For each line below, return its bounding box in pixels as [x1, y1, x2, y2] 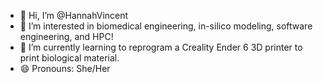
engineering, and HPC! [19, 31, 114, 42]
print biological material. [19, 52, 120, 64]
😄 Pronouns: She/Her [19, 63, 111, 74]
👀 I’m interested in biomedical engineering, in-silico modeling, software [19, 20, 313, 32]
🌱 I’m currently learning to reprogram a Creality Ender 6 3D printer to [19, 41, 303, 53]
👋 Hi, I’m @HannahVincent [19, 10, 129, 21]
